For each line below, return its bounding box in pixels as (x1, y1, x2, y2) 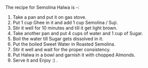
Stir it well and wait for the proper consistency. (12, 47, 111, 52)
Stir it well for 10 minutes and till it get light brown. (12, 25, 118, 31)
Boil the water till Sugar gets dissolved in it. (12, 36, 104, 42)
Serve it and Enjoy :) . (12, 57, 58, 63)
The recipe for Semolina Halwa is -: (5, 5, 80, 10)
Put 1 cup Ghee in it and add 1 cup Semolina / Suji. (12, 20, 118, 25)
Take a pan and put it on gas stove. (12, 14, 87, 20)
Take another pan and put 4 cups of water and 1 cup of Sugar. (12, 30, 143, 36)
